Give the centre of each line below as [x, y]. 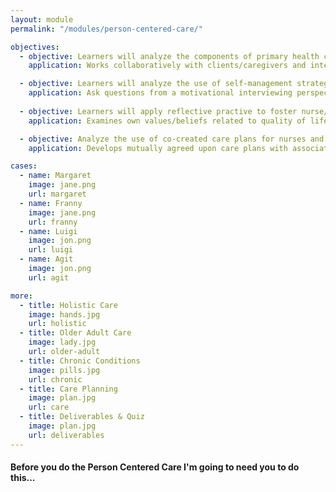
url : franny [53, 222]
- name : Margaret [55, 176]
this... [23, 478]
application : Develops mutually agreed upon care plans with [158, 148]
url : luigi [51, 250]
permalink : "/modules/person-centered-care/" [106, 29]
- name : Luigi [48, 231]
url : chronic [55, 379]
